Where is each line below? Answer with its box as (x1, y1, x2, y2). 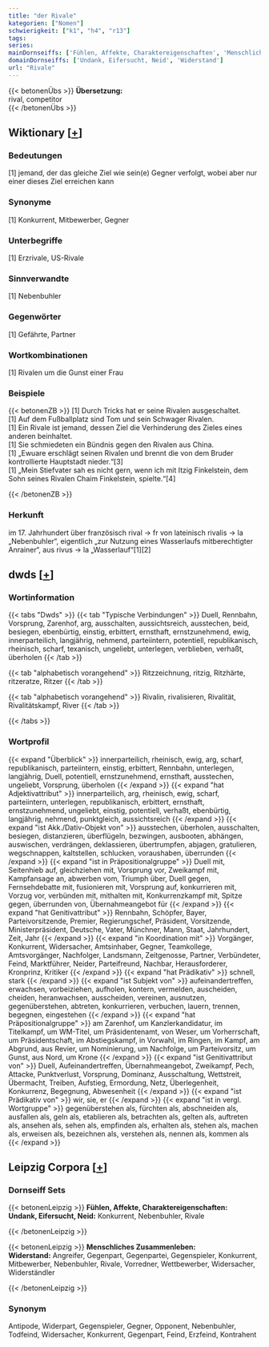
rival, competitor (8, 94, 62, 104)
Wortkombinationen (8, 349, 88, 360)
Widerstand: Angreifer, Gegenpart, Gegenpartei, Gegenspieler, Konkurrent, (8, 1251, 258, 1261)
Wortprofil (8, 736, 50, 747)
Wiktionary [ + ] (8, 126, 82, 140)
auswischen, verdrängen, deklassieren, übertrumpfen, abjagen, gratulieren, (8, 839, 257, 849)
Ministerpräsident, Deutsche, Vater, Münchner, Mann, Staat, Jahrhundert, (8, 924, 251, 934)
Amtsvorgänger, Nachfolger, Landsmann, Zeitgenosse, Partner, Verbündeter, (8, 950, 261, 959)
